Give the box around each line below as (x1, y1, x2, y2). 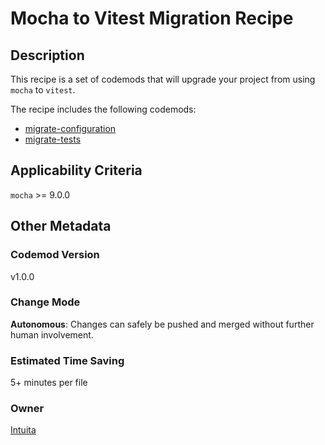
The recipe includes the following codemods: (10, 103, 197, 115)
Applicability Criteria (10, 162, 143, 179)
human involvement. (10, 328, 94, 341)
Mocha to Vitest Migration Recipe (10, 7, 294, 30)
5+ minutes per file (10, 377, 88, 389)
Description (10, 47, 85, 64)
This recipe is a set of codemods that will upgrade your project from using (10, 73, 316, 85)
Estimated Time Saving (10, 353, 125, 367)
